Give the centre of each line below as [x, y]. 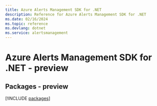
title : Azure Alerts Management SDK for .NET [53, 10]
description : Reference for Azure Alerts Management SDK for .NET [76, 14]
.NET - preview [37, 68]
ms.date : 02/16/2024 [27, 19]
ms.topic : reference [27, 24]
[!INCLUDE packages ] [28, 98]
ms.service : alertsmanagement [37, 33]
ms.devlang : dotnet [25, 28]
